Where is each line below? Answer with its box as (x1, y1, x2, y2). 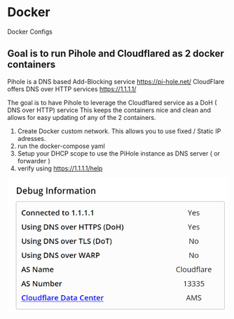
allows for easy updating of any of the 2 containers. (7, 113, 156, 121)
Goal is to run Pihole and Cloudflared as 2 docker (7, 48, 224, 60)
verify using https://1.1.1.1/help (17, 164, 103, 172)
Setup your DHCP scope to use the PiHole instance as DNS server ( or (17, 149, 221, 158)
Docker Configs (7, 27, 53, 36)
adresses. (17, 134, 46, 142)
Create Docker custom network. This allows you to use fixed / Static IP (17, 127, 221, 135)
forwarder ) (17, 156, 50, 165)
